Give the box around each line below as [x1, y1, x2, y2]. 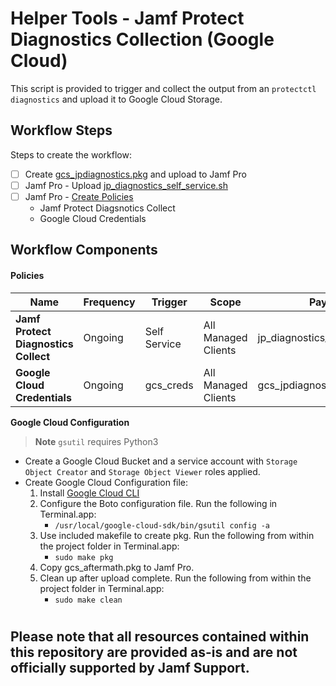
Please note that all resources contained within [10, 628, 310, 645]
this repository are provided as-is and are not [10, 643, 298, 661]
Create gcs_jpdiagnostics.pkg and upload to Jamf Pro [24, 168, 247, 180]
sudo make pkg [54, 552, 114, 562]
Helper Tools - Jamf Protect [10, 7, 245, 30]
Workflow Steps [10, 122, 113, 139]
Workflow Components [10, 242, 158, 259]
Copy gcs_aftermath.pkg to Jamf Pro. [39, 561, 195, 573]
